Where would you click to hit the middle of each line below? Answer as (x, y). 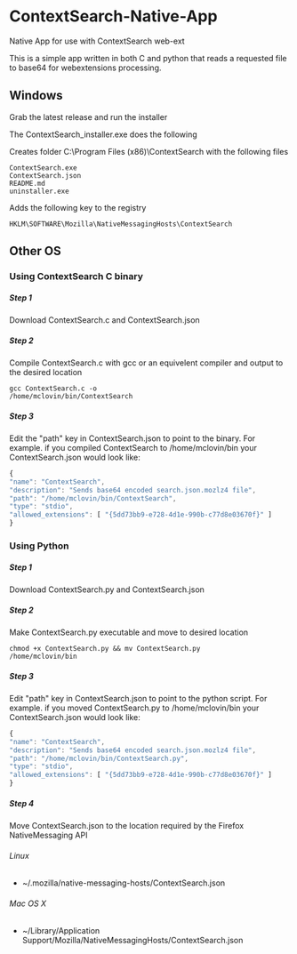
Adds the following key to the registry (78, 207)
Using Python (39, 546)
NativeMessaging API (48, 835)
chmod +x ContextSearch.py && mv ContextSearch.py (105, 648)
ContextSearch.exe (43, 168)
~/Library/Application (61, 931)
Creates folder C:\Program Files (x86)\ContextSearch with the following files (149, 151)
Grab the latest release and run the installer (88, 116)
